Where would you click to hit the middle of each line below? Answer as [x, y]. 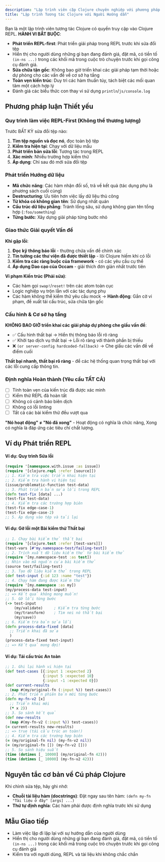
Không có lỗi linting [32, 407]
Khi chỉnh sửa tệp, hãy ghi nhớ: [37, 787]
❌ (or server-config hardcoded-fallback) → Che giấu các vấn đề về [83, 346]
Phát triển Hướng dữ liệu [35, 175]
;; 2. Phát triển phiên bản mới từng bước [52, 695]
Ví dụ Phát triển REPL [38, 443]
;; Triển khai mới [30, 704]
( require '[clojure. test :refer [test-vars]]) [54, 543]
